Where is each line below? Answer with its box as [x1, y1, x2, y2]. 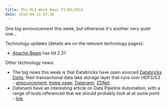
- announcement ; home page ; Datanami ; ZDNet [12, 80, 110, 86]
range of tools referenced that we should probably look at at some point [12, 90, 160, 96]
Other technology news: [5, 59, 55, 65]
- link [12, 95, 23, 102]
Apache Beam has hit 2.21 [12, 50, 66, 56]
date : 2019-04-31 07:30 [5, 12, 55, 17]
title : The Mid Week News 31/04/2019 [5, 7, 83, 12]
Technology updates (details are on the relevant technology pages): [5, 40, 144, 46]
